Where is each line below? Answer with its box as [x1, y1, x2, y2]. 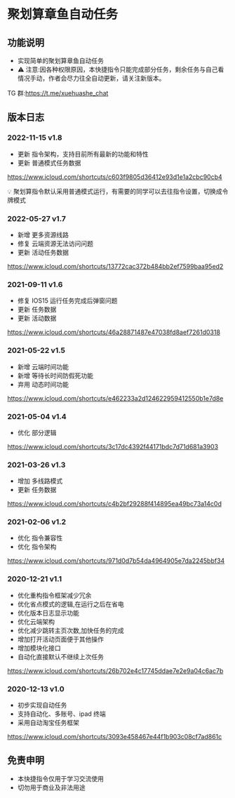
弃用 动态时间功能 [17, 380, 69, 388]
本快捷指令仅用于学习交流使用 [17, 774, 104, 783]
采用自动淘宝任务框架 [17, 719, 79, 727]
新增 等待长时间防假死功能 [17, 371, 93, 380]
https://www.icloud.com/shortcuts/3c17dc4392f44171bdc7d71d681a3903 [7, 442, 219, 451]
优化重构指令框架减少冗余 [17, 591, 92, 599]
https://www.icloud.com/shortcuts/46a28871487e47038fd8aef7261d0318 [7, 328, 221, 337]
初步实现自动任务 [17, 701, 67, 710]
